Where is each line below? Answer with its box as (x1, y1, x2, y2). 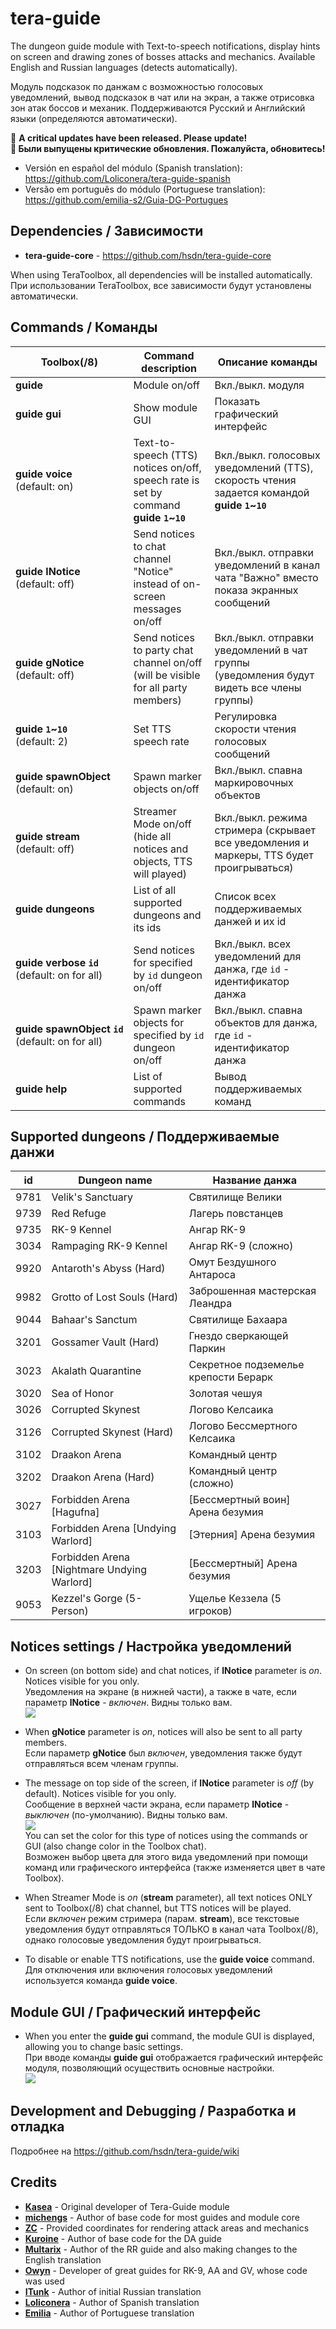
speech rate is (133, 473, 200, 487)
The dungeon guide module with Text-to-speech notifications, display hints (10, 40, 321, 52)
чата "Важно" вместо (214, 570, 319, 584)
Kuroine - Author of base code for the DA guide (24, 2232, 222, 2244)
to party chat (133, 643, 194, 657)
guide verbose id (15, 955, 99, 969)
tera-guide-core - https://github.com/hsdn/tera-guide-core (24, 249, 272, 261)
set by (133, 485, 163, 499)
